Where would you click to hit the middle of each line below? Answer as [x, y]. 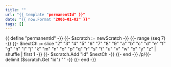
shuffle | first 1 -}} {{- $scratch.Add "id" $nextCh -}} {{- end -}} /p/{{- [78, 54]
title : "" [16, 10]
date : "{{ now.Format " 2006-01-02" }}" [48, 19]
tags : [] [15, 24]
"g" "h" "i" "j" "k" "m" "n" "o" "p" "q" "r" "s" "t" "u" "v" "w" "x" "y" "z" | [81, 49]
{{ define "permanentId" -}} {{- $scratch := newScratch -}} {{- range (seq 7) [86, 38]
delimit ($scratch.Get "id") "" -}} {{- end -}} [51, 60]
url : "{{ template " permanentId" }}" [45, 15]
